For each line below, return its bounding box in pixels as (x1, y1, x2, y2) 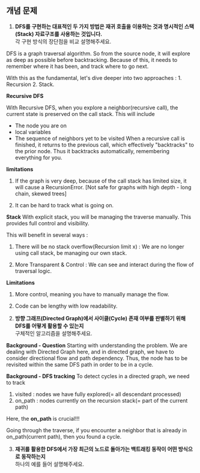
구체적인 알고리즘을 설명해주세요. (14, 329, 92, 337)
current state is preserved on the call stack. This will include (6, 110, 155, 117)
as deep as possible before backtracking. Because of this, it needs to (6, 56, 178, 63)
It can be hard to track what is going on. (14, 201, 114, 209)
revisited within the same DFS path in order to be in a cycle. (6, 361, 154, 368)
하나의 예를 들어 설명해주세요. (14, 460, 85, 468)
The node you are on (14, 122, 67, 129)
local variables (14, 128, 51, 135)
